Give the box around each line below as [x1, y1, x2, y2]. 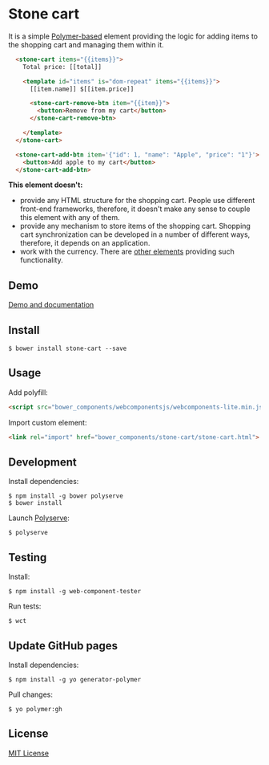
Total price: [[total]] [22, 63, 102, 71]
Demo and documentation [8, 300, 94, 310]
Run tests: [8, 601, 42, 611]
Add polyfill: [8, 387, 48, 397]
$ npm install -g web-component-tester [8, 588, 142, 596]
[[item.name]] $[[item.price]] [29, 85, 134, 93]
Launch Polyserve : [8, 513, 70, 523]
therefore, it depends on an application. [19, 238, 151, 248]
